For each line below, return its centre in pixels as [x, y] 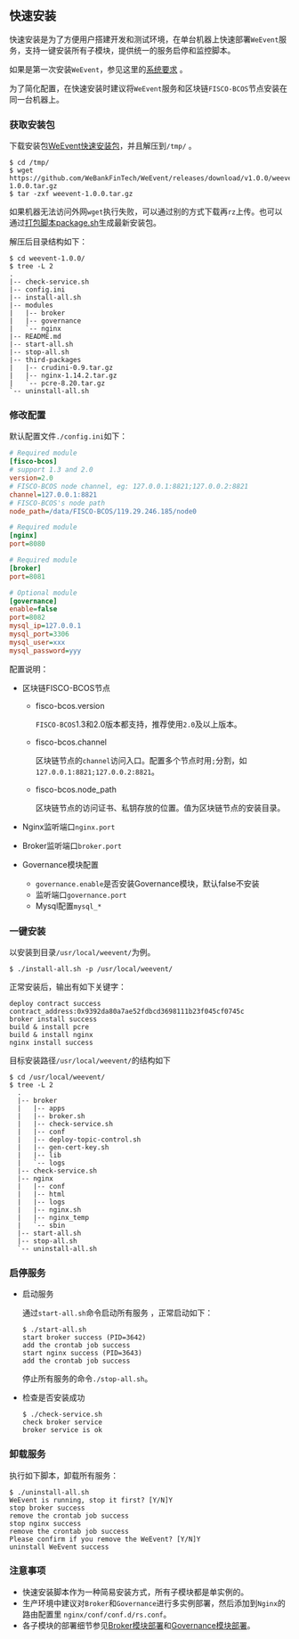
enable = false [33, 609]
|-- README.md [36, 337]
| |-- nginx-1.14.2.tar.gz [63, 376]
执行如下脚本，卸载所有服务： [64, 1475]
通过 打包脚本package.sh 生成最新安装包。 [85, 223]
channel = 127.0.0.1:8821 [53, 494]
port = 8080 [28, 544]
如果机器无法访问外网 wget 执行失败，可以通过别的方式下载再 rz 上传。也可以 [146, 211]
